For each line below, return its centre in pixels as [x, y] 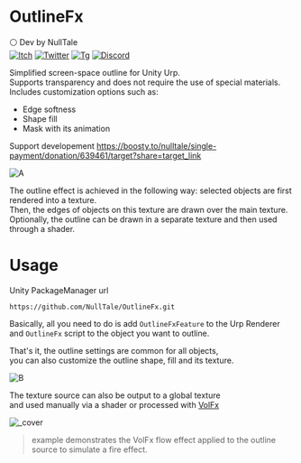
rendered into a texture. [53, 199]
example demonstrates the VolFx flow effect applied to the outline [154, 440]
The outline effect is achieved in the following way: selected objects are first [151, 190]
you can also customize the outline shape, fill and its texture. [122, 360]
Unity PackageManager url [59, 290]
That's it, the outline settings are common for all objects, [114, 350]
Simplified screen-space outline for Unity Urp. [95, 72]
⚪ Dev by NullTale [44, 42]
